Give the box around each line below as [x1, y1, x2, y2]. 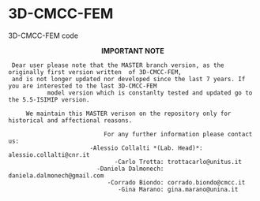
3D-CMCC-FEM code [8, 31, 79, 40]
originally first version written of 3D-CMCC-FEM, [8, 68, 182, 76]
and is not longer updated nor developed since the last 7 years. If [11, 75, 246, 83]
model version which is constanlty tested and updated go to [47, 88, 253, 97]
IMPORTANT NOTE [101, 46, 164, 55]
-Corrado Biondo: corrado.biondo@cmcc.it [107, 178, 246, 186]
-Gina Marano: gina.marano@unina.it [117, 185, 239, 193]
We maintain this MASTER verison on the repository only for [25, 110, 232, 117]
